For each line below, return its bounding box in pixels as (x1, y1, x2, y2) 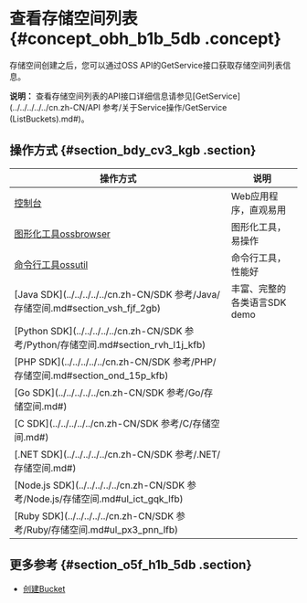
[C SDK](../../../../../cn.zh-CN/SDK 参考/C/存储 (14, 417, 212, 429)
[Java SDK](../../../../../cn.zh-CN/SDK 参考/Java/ (14, 288, 221, 301)
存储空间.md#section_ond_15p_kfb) (14, 369, 169, 382)
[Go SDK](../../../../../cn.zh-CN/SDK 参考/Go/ (14, 386, 204, 398)
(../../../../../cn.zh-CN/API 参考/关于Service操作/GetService (9, 101, 228, 112)
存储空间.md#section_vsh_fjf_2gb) (14, 301, 162, 314)
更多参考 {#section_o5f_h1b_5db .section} (9, 557, 253, 573)
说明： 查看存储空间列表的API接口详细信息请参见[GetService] (9, 90, 240, 101)
